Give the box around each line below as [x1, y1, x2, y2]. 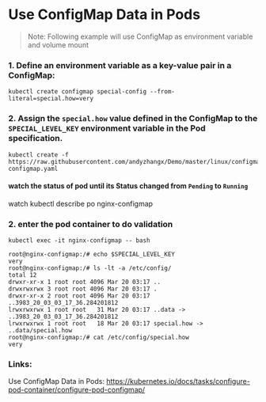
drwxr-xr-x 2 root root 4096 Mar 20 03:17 [8, 292, 150, 300]
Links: [8, 358, 32, 370]
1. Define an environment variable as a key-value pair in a [8, 59, 232, 70]
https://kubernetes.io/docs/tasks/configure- [106, 377, 251, 386]
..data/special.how [8, 327, 73, 335]
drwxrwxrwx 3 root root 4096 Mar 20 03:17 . [8, 285, 158, 294]
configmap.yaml [8, 165, 59, 173]
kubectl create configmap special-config [8, 88, 147, 96]
